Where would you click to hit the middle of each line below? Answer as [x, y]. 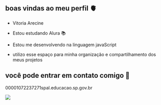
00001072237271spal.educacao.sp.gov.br [49, 87]
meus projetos [28, 60]
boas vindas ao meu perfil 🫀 [51, 8]
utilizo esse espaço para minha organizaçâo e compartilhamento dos [84, 54]
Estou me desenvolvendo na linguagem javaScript [65, 45]
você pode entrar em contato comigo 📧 [68, 76]
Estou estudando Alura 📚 [39, 33]
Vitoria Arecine [28, 23]
